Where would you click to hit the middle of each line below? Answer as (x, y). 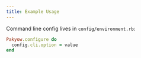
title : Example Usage (33, 12)
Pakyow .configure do (32, 39)
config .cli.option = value (45, 45)
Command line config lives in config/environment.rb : (71, 28)
